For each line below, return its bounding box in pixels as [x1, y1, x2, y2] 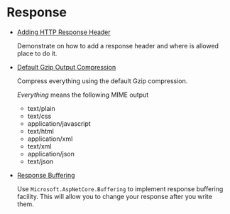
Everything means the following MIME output [16, 90, 149, 99]
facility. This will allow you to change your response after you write [16, 192, 212, 200]
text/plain [27, 104, 55, 112]
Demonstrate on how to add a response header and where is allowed [16, 41, 219, 50]
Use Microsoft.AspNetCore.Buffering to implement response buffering [16, 184, 224, 193]
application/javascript [27, 119, 92, 128]
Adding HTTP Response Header [16, 28, 111, 36]
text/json [27, 157, 54, 166]
